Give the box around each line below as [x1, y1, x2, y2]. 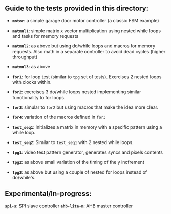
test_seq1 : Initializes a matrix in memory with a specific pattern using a [12, 124, 162, 130]
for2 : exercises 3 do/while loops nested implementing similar [12, 89, 141, 95]
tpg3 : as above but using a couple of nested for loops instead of [12, 169, 147, 175]
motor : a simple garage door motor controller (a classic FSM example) [12, 17, 159, 23]
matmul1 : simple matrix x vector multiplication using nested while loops [12, 28, 161, 34]
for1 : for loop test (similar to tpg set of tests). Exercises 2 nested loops [12, 74, 162, 80]
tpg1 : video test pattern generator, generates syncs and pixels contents [12, 149, 163, 155]
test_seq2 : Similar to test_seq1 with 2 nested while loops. [12, 139, 134, 145]
